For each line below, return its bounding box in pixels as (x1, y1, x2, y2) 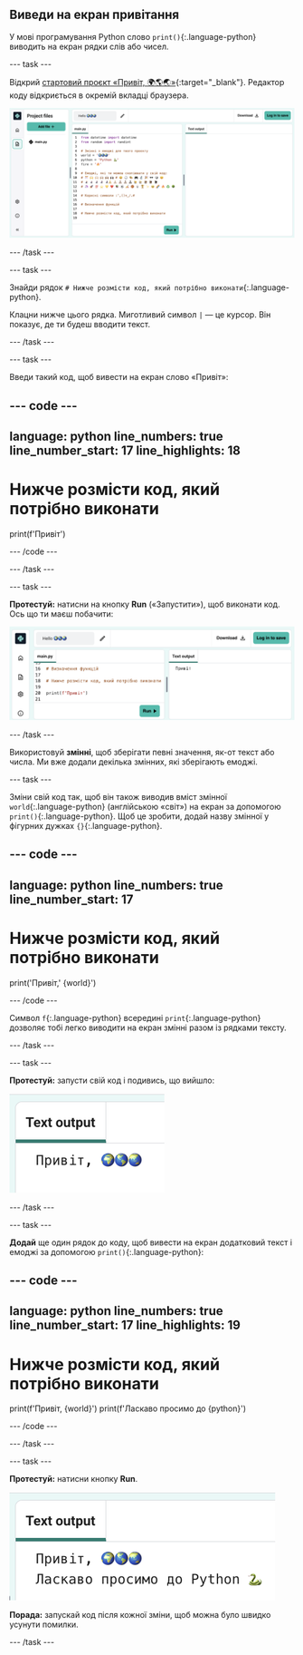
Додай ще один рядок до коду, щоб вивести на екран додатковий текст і (9, 1237, 292, 1248)
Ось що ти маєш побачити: (9, 608, 114, 619)
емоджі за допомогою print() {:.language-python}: (9, 1246, 204, 1257)
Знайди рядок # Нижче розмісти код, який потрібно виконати (9, 282, 244, 293)
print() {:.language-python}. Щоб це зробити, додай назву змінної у (9, 811, 270, 822)
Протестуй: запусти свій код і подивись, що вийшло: (9, 1075, 215, 1085)
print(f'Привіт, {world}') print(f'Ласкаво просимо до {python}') (9, 1403, 247, 1414)
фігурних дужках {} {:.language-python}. (9, 820, 163, 831)
